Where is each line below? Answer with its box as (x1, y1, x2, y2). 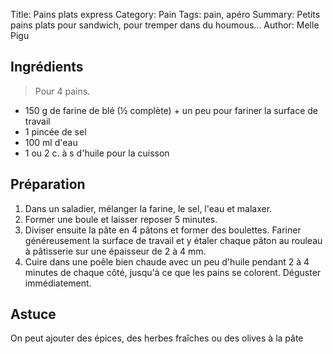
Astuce (10, 306, 57, 323)
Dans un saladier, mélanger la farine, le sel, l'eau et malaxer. (24, 202, 273, 214)
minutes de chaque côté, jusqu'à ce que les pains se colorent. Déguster (24, 266, 322, 278)
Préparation (10, 176, 86, 193)
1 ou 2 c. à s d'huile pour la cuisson (24, 147, 170, 159)
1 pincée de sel (24, 125, 87, 138)
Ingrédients (10, 59, 84, 76)
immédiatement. (24, 277, 92, 289)
